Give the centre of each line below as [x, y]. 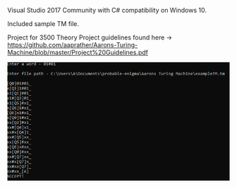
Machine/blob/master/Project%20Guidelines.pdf [78, 52]
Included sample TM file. [43, 24]
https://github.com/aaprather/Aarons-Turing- [73, 45]
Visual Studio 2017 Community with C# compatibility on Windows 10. [107, 10]
